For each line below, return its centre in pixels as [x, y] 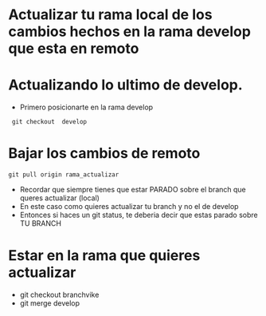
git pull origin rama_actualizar [64, 175]
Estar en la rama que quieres [104, 256]
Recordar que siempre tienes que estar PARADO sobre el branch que [133, 190]
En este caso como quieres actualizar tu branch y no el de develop [129, 207]
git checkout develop [49, 122]
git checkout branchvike [59, 294]
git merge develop [50, 303]
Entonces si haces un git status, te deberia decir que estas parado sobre [139, 215]
